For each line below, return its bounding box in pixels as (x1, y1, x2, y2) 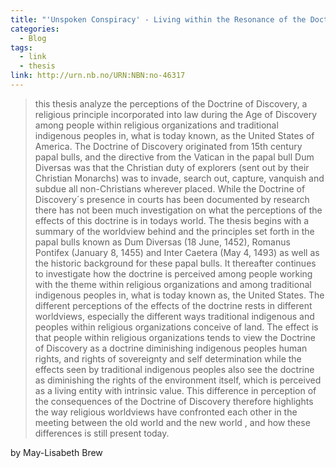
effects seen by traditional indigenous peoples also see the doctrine (34, 363, 315, 375)
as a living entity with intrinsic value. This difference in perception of (34, 384, 317, 396)
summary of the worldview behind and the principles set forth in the (34, 225, 315, 237)
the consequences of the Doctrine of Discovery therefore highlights (34, 395, 314, 407)
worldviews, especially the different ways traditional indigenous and (34, 310, 315, 322)
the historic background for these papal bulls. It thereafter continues (34, 257, 317, 269)
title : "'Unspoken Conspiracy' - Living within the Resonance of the (10, 14, 307, 25)
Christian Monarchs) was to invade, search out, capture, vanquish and (34, 172, 325, 184)
